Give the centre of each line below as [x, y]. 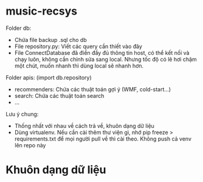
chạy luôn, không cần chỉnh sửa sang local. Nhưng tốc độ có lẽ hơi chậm [105, 59]
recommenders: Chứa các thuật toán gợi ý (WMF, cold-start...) [93, 89]
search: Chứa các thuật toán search [59, 96]
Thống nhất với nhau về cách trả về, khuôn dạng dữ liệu [84, 125]
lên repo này [30, 145]
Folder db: [19, 28]
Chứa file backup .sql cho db [50, 40]
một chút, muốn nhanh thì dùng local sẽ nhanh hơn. [79, 66]
